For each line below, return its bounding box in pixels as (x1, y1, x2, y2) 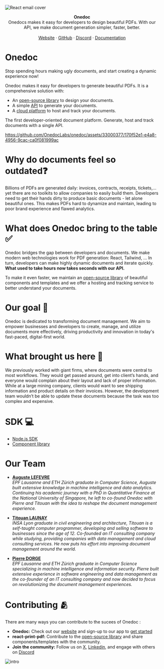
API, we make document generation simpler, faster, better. (23, 24, 141, 30)
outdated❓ (5, 166, 48, 177)
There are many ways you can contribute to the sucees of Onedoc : (5, 619, 141, 625)
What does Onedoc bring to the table (5, 223, 158, 234)
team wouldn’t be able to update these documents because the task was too (5, 393, 159, 399)
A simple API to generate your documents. (12, 103, 98, 108)
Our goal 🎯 (5, 302, 49, 313)
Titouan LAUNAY (12, 515, 47, 521)
